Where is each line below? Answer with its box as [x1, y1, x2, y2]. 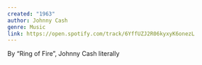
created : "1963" [7, 10, 55, 18]
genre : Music [7, 23, 46, 30]
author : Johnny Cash [7, 17, 69, 24]
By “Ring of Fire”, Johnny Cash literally [7, 49, 120, 58]
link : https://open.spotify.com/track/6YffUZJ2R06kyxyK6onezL [7, 30, 195, 37]
